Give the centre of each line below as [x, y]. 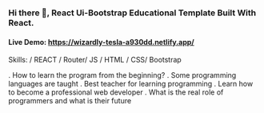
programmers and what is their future [70, 101]
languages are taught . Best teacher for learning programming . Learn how [131, 84]
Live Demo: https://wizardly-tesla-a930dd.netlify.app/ [101, 42]
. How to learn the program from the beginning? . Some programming [122, 75]
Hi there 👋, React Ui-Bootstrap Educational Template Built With [132, 13]
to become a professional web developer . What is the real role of [116, 92]
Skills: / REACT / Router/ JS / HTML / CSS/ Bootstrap [95, 60]
